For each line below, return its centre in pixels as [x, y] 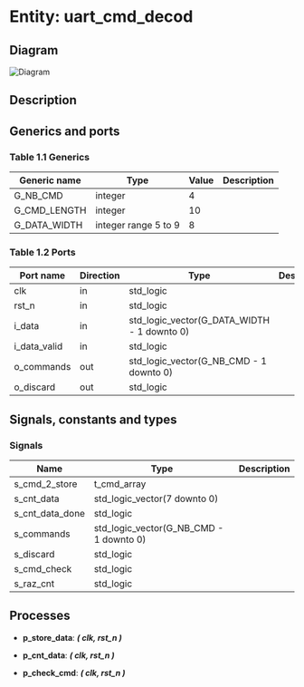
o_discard [35, 387]
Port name [43, 276]
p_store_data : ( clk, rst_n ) [72, 637]
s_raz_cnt [34, 584]
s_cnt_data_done [50, 514]
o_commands [43, 367]
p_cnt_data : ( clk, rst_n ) [68, 655]
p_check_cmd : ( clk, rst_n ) [74, 672]
